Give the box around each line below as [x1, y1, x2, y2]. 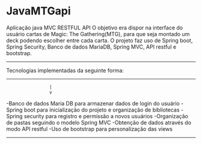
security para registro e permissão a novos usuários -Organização [23, 112, 188, 119]
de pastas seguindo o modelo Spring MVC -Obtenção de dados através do [6, 119, 191, 126]
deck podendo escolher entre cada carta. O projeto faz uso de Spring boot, [6, 37, 193, 44]
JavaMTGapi [6, 4, 71, 18]
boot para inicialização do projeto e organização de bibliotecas [23, 106, 180, 113]
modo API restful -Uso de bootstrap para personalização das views [6, 125, 173, 133]
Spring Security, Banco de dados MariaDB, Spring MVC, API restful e [6, 43, 177, 50]
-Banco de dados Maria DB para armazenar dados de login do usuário [6, 100, 180, 107]
